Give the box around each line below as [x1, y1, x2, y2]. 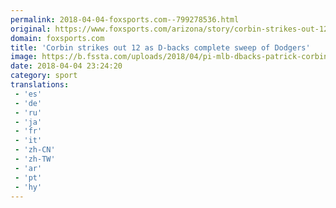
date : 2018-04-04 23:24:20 [10, 61, 123, 71]
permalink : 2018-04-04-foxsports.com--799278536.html [10, 14, 240, 25]
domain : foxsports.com [10, 33, 105, 43]
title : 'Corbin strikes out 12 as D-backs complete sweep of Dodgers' [10, 42, 311, 53]
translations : [10, 80, 70, 90]
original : [10, 24, 52, 34]
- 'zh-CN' [14, 145, 56, 155]
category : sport [10, 71, 78, 81]
